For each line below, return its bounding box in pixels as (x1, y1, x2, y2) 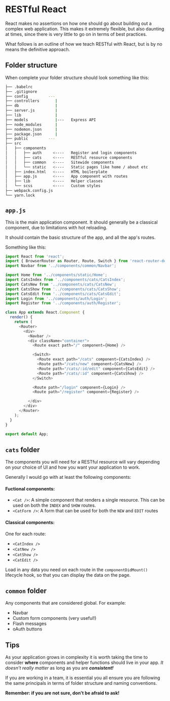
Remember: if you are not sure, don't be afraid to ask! (5, 690, 120, 696)
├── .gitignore (5, 89, 37, 94)
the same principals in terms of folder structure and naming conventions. (5, 680, 157, 686)
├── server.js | (5, 108, 58, 113)
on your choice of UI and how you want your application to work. (5, 464, 141, 470)
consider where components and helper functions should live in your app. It (5, 659, 163, 665)
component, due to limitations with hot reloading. (5, 224, 108, 230)
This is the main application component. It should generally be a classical (5, 219, 158, 225)
